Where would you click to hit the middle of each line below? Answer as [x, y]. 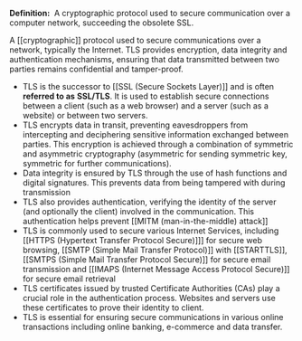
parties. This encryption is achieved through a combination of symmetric [158, 144]
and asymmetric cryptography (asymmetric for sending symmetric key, [155, 154]
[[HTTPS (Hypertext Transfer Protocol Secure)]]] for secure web [142, 240]
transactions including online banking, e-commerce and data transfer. [152, 327]
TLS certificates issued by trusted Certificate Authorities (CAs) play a [151, 288]
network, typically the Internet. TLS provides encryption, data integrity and [148, 50]
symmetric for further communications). [97, 163]
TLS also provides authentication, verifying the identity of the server [150, 202]
